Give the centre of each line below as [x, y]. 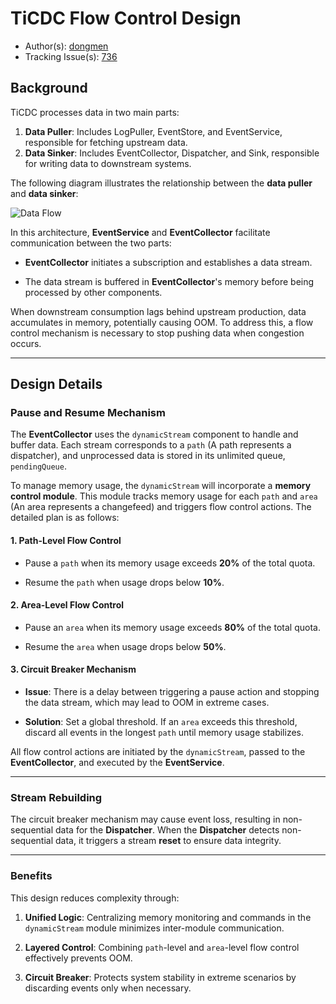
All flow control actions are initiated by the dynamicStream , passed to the [158, 752]
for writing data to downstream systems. [108, 163]
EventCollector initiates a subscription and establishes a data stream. [168, 262]
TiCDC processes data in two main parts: [95, 112]
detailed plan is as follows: [65, 518]
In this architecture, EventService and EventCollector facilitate [140, 232]
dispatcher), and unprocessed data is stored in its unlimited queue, [148, 456]
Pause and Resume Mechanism [88, 413]
